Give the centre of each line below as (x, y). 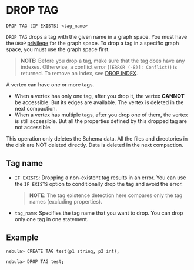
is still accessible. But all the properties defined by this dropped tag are (101, 121)
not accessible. (33, 127)
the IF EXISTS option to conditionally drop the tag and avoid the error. (99, 184)
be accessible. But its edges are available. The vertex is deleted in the (99, 102)
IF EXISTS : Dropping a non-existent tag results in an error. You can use (100, 178)
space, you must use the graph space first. (58, 49)
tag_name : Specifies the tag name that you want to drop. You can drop (99, 213)
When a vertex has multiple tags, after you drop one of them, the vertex (101, 115)
